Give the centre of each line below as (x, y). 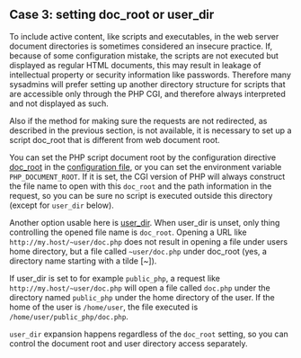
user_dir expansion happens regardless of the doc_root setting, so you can (149, 334)
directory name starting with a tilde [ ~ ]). (83, 261)
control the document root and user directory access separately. (129, 343)
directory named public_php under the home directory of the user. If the (142, 297)
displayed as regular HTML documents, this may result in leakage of (135, 65)
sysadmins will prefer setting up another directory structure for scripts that (147, 84)
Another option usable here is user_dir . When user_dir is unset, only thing (145, 222)
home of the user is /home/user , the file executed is (104, 307)
